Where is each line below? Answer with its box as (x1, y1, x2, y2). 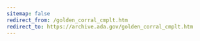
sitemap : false (6, 10, 51, 17)
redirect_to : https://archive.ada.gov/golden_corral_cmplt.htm (6, 23, 194, 30)
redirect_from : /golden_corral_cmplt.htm (6, 17, 128, 24)
